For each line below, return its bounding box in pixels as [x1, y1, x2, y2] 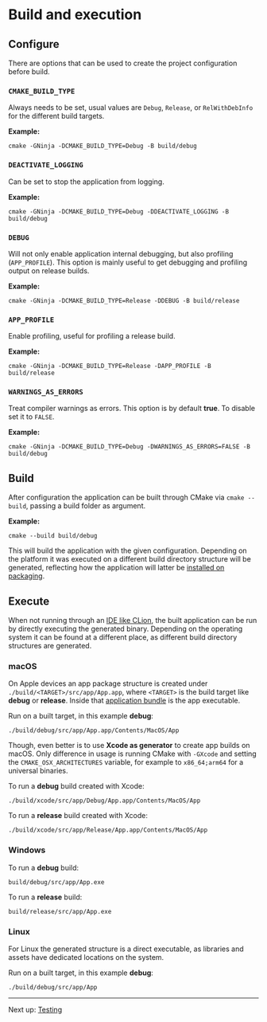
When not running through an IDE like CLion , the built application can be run [8, 616, 257, 625]
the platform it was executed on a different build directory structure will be [8, 554, 252, 564]
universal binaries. [8, 766, 69, 776]
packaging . [8, 571, 45, 581]
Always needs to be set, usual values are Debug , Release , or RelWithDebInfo [8, 103, 253, 112]
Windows [8, 844, 46, 856]
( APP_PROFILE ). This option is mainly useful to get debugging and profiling [8, 257, 248, 267]
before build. [8, 67, 50, 76]
